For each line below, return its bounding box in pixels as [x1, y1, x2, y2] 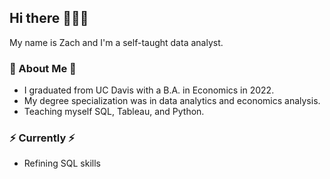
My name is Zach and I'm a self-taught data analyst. [9, 36, 224, 48]
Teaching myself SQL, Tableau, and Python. [23, 106, 205, 118]
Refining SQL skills [23, 157, 101, 170]
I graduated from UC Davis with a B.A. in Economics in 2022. [23, 84, 275, 96]
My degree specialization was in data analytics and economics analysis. [23, 95, 321, 107]
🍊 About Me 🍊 [9, 61, 77, 75]
